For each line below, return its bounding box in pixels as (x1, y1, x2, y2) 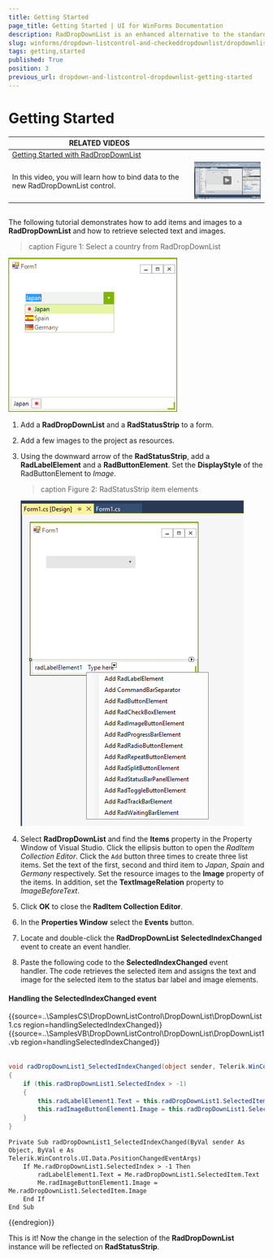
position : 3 (8, 65, 49, 73)
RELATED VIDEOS (68, 138, 130, 148)
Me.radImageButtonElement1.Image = (37, 1179, 158, 1187)
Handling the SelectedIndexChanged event (8, 993, 157, 1003)
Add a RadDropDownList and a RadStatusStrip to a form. (19, 419, 214, 430)
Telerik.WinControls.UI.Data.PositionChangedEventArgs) (8, 1154, 201, 1162)
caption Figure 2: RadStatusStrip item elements (40, 484, 199, 494)
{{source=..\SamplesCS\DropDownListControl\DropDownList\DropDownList (8, 1011, 262, 1021)
